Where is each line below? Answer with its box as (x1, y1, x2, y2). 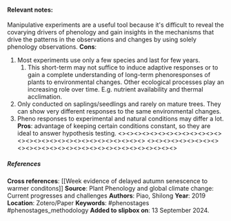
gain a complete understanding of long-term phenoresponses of (27, 71, 211, 79)
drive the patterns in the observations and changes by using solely (7, 35, 197, 44)
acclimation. (27, 93, 63, 101)
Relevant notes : (7, 6, 53, 14)
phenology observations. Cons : (7, 43, 97, 51)
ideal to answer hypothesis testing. (17, 129, 117, 138)
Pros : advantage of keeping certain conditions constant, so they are (17, 122, 211, 130)
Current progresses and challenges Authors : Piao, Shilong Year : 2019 (7, 191, 205, 200)
